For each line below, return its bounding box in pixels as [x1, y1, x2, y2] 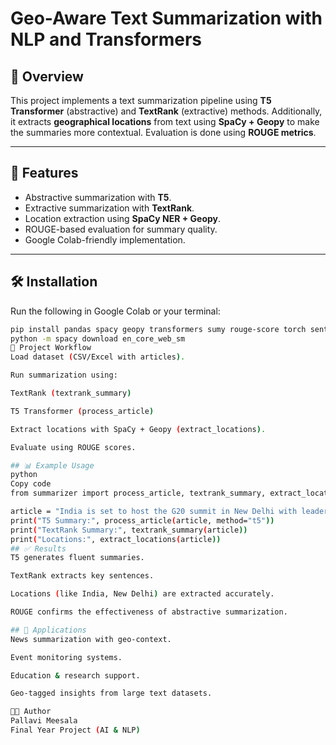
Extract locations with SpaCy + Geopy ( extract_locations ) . [10, 424, 267, 434]
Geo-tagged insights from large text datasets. [10, 688, 213, 699]
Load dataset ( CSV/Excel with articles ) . [10, 352, 186, 362]
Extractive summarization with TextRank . [24, 202, 195, 214]
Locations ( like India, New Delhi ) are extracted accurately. [10, 589, 275, 599]
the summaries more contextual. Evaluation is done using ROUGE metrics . [10, 127, 317, 138]
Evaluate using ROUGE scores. [10, 442, 137, 452]
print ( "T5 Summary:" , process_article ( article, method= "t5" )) [10, 515, 275, 526]
